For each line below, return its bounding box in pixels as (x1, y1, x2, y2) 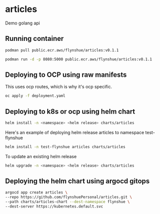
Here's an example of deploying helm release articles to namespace (5, 129, 145, 135)
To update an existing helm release (5, 153, 77, 159)
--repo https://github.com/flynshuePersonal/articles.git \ (5, 195, 133, 200)
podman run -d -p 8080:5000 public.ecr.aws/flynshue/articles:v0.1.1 (5, 56, 153, 62)
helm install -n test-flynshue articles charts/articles (5, 144, 126, 149)
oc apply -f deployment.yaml (5, 93, 66, 98)
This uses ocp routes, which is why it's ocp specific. (5, 84, 112, 90)
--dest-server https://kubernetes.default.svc (5, 204, 103, 209)
